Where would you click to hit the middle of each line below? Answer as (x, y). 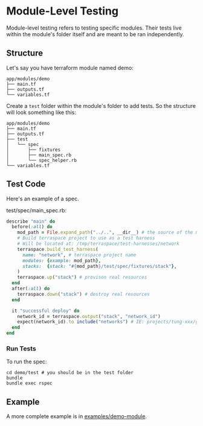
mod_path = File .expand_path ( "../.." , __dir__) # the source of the (105, 233)
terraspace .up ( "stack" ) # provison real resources (82, 278)
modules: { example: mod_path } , (62, 261)
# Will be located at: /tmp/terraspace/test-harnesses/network (98, 244)
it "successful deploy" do (46, 311)
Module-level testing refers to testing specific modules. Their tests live (94, 28)
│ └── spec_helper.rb (42, 160)
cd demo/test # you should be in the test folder (70, 373)
